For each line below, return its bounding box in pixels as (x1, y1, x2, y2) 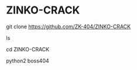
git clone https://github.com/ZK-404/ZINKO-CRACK (6, 23, 131, 30)
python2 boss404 (6, 57, 50, 64)
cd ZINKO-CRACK (6, 45, 50, 53)
